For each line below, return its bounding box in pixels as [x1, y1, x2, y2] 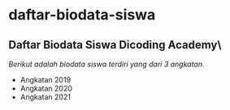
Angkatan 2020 [20, 83, 73, 93]
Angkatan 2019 [20, 75, 72, 84]
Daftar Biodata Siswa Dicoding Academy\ [8, 38, 222, 52]
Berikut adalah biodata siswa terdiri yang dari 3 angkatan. [8, 59, 205, 69]
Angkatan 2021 [20, 92, 72, 102]
